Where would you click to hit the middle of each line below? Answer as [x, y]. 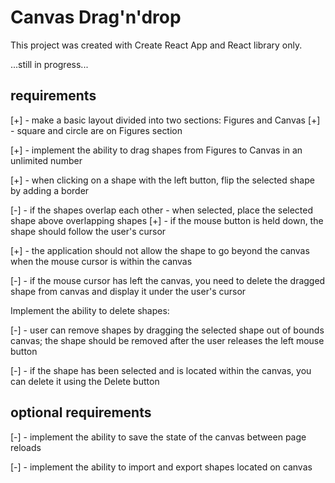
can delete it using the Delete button [85, 381]
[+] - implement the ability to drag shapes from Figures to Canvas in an [156, 150]
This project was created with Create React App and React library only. [156, 45]
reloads [26, 447]
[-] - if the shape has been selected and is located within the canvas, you [161, 370]
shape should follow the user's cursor [88, 231]
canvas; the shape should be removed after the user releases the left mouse [167, 340]
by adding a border [50, 190]
